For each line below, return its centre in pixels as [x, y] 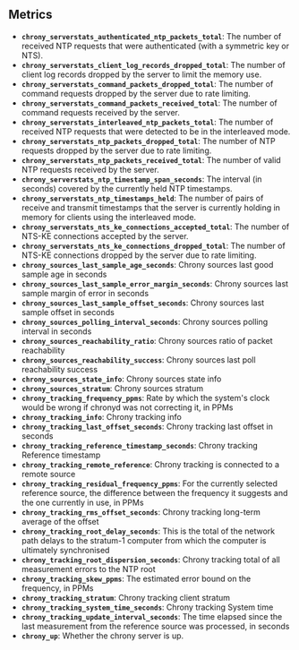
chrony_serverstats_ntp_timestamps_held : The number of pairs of [142, 198]
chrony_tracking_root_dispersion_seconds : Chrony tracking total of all [151, 560]
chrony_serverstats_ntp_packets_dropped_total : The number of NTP [148, 141]
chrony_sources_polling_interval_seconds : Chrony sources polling [145, 321]
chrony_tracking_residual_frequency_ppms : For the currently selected [149, 483]
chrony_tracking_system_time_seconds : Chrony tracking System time [147, 607]
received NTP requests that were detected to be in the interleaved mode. [156, 131]
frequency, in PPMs [57, 588]
